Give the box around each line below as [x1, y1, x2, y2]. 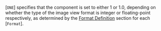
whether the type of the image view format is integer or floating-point [5, 10, 151, 16]
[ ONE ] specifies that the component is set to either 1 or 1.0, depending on [5, 5, 156, 10]
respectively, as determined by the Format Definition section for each [5, 15, 150, 21]
